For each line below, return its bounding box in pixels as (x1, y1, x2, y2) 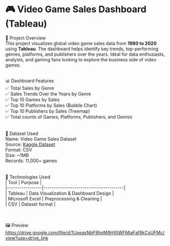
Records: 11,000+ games (5, 158, 57, 164)
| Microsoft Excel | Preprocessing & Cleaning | (5, 195, 102, 202)
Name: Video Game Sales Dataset (5, 136, 77, 142)
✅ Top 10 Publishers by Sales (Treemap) (5, 108, 91, 114)
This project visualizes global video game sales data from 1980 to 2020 (5, 40, 157, 46)
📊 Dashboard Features (5, 77, 54, 84)
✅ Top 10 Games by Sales (5, 96, 60, 102)
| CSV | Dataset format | (5, 201, 56, 207)
